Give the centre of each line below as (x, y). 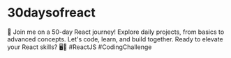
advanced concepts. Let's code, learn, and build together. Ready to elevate (115, 39)
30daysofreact (51, 13)
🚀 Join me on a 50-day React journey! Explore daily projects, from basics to (116, 32)
